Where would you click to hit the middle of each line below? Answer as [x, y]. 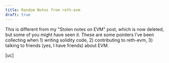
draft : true [18, 15]
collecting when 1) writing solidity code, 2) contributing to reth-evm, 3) [79, 40]
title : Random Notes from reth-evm [43, 10]
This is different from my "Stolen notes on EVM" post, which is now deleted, [84, 29]
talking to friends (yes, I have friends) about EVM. [57, 45]
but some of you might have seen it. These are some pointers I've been [80, 35]
